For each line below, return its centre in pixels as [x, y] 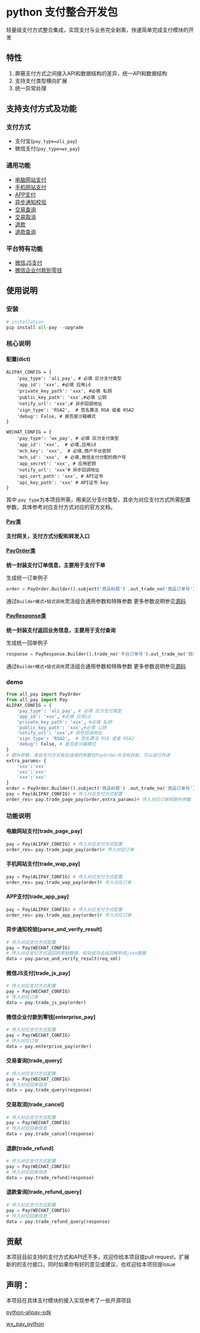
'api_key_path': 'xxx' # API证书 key [63, 483]
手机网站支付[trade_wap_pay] [43, 864]
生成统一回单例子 [27, 643]
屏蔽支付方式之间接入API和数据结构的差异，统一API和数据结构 [91, 73]
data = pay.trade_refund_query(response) [58, 1221]
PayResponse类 [26, 616]
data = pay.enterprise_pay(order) [49, 1046]
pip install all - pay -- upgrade [45, 327]
